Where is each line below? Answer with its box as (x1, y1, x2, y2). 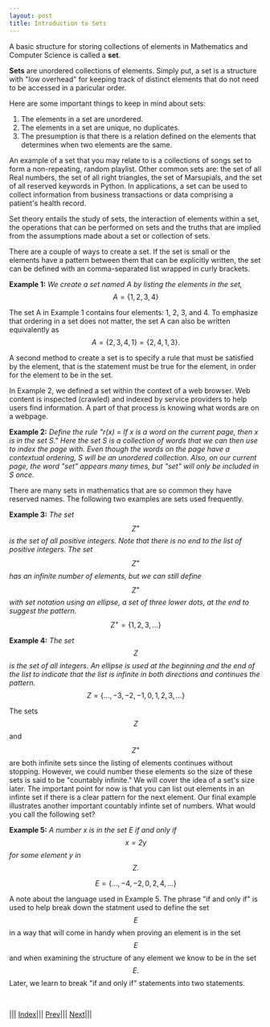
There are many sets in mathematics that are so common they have (9, 485, 232, 495)
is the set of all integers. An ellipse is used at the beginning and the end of (9, 661, 256, 671)
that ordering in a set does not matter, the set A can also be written (9, 316, 231, 326)
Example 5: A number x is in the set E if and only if (9, 825, 178, 834)
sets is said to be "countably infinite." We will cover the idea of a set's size (9, 775, 256, 784)
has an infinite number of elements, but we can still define (9, 571, 202, 580)
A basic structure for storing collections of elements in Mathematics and (9, 41, 248, 51)
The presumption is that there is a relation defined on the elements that (20, 131, 256, 141)
